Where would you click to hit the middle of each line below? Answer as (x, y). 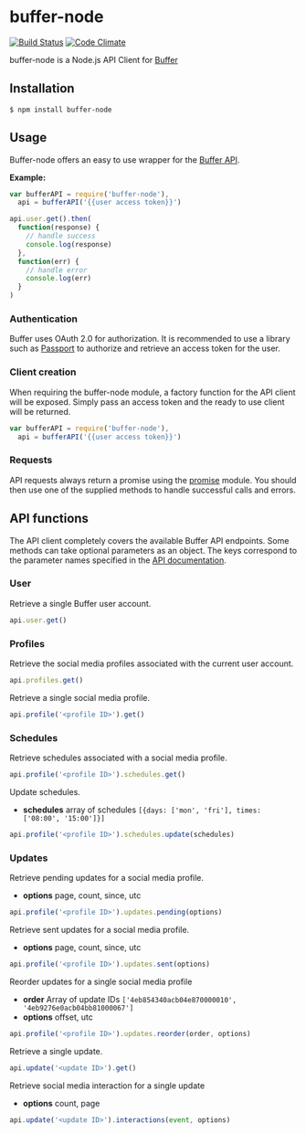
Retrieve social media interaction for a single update (107, 1086)
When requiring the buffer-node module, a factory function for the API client (153, 392)
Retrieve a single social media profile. (80, 697)
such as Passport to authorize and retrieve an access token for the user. (145, 348)
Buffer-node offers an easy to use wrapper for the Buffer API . (125, 159)
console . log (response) (69, 244)
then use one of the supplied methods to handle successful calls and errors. (153, 490)
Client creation (43, 372)
